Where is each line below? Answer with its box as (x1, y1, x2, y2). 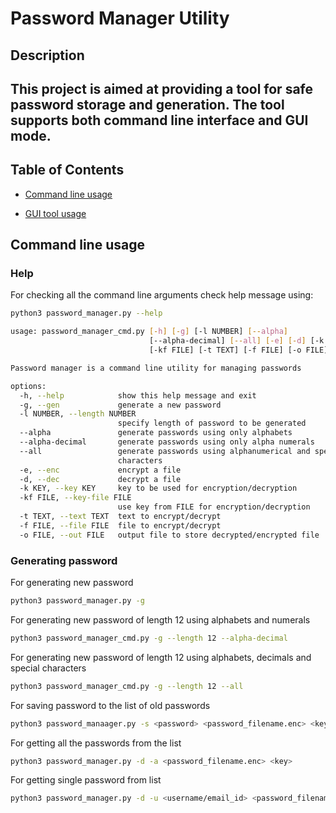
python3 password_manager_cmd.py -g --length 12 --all (10, 681, 244, 691)
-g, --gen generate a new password (19, 400, 222, 410)
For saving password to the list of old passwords (10, 699, 211, 711)
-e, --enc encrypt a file (19, 465, 182, 475)
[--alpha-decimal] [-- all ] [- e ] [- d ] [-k (148, 336, 325, 346)
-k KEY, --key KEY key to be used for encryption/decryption (19, 483, 298, 494)
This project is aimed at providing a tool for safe (10, 80, 313, 97)
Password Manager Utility (10, 7, 230, 30)
